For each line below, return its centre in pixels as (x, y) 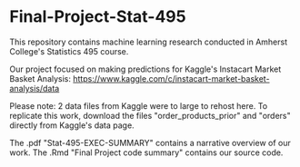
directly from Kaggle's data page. (72, 125)
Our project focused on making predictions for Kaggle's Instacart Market (145, 69)
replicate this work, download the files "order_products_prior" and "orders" (150, 115)
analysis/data (35, 88)
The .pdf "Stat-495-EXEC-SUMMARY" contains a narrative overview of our (150, 142)
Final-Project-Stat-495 (98, 17)
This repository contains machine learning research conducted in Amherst (149, 42)
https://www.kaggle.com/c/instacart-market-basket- (171, 78)
